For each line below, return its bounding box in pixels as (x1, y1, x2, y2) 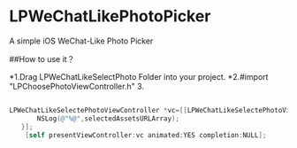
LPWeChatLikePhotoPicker (9, 6, 211, 27)
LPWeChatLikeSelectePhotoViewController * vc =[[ (9, 105, 188, 114)
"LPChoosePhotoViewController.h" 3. (9, 81, 144, 91)
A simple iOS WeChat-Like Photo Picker (9, 35, 154, 46)
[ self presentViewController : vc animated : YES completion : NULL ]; (25, 130, 267, 139)
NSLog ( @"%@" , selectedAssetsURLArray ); (36, 113, 179, 123)
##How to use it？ (9, 53, 75, 64)
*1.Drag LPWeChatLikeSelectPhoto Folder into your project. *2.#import (9, 71, 269, 82)
